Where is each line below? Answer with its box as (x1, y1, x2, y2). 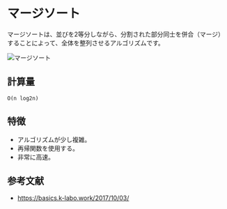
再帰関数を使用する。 (17, 144, 79, 153)
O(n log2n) (7, 95, 39, 102)
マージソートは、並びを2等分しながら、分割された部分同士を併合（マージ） (7, 30, 224, 38)
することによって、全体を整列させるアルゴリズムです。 (7, 38, 165, 47)
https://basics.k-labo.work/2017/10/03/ (17, 194, 130, 202)
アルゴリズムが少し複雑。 (17, 135, 91, 144)
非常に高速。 (17, 153, 54, 161)
